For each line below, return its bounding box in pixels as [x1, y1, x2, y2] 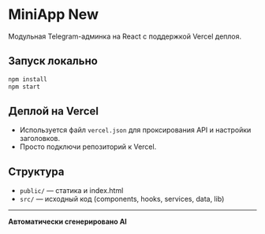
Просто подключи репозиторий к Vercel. [19, 142, 157, 151]
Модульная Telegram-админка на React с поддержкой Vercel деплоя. [8, 32, 242, 41]
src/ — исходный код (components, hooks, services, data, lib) [19, 195, 225, 204]
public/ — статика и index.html [19, 186, 124, 195]
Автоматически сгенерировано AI [8, 217, 128, 226]
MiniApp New [8, 6, 99, 24]
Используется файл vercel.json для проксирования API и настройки [19, 125, 252, 135]
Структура [8, 165, 65, 178]
